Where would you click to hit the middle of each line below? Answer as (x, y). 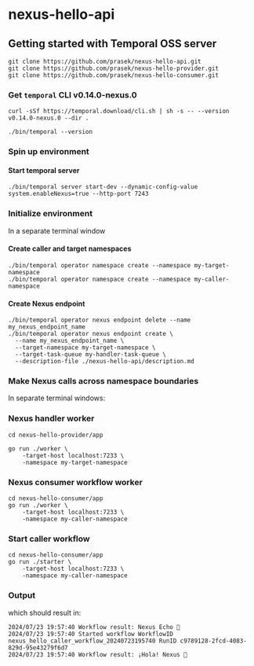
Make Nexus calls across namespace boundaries (103, 381)
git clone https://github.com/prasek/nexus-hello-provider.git (114, 68)
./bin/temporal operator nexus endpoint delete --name (100, 320)
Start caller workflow (49, 539)
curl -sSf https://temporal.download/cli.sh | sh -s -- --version (119, 112)
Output (22, 595)
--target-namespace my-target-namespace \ (85, 348)
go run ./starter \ (40, 562)
